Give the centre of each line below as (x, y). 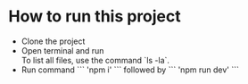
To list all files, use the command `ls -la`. (95, 60)
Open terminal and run (62, 50)
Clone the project (53, 41)
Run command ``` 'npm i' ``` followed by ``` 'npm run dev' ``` (130, 70)
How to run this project (95, 17)
